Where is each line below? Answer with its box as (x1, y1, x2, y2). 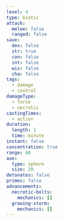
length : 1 (11, 127, 36, 133)
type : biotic (6, 15, 39, 21)
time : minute (11, 133, 45, 139)
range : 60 (6, 150, 31, 156)
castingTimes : (6, 110, 42, 116)
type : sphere (11, 161, 45, 167)
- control (11, 88, 36, 94)
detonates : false (6, 172, 50, 179)
